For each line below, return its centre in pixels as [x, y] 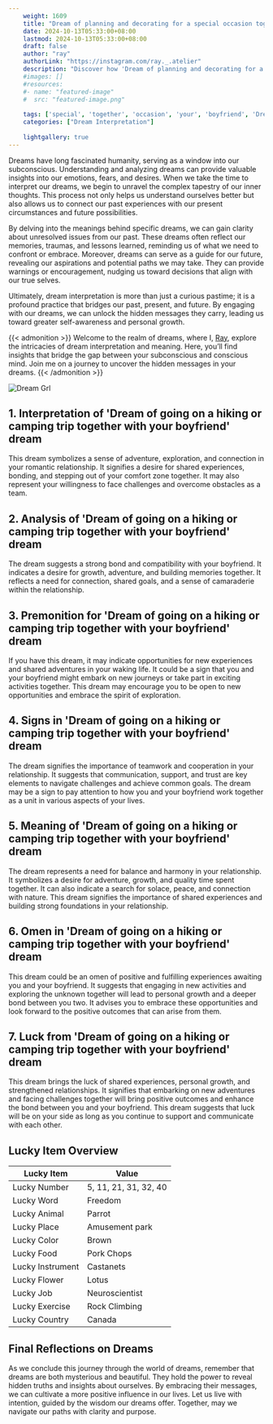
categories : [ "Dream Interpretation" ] [89, 122]
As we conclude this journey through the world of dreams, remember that [131, 1368]
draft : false [45, 46]
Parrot [99, 1214]
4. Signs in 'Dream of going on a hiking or [115, 721]
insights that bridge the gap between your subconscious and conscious [128, 354]
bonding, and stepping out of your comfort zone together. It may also [124, 476]
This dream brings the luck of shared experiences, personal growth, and [129, 1082]
